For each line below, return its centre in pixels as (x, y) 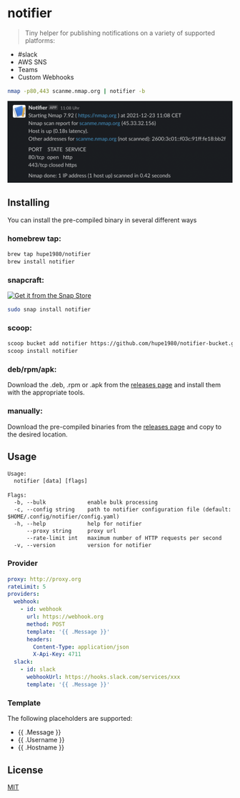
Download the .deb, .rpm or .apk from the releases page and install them (114, 385)
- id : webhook (41, 609)
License (25, 770)
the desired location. (37, 434)
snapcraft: (26, 280)
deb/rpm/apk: (32, 369)
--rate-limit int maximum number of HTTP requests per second (124, 538)
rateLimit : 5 (27, 587)
